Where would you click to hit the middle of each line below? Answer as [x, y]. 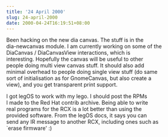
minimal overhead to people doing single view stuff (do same [82, 72]
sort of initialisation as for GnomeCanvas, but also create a [79, 78]
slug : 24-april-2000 [32, 17]
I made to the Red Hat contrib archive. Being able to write [77, 103]
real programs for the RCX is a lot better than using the [74, 109]
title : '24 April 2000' [36, 12]
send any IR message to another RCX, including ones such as [82, 122]
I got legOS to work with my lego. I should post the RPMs [77, 96]
